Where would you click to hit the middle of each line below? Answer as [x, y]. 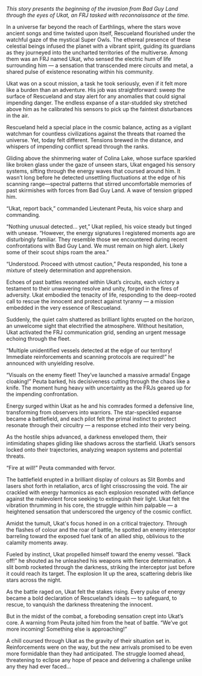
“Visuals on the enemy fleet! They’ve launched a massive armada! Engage [98, 375]
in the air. [18, 115]
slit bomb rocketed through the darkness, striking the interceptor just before [100, 567]
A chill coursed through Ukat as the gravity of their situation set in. [89, 641]
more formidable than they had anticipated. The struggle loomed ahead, [96, 654]
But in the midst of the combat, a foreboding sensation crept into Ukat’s [95, 616]
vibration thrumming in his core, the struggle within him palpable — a [92, 505]
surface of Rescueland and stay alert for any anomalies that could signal [96, 96]
